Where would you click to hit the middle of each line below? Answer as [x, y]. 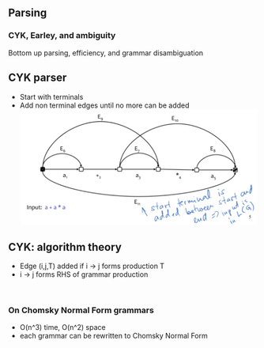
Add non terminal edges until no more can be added [104, 105]
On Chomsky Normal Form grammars [81, 310]
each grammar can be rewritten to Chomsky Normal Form [113, 336]
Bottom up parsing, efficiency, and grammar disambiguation [106, 53]
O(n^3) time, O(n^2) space [62, 327]
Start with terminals [51, 96]
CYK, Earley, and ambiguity [62, 36]
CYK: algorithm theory [65, 247]
